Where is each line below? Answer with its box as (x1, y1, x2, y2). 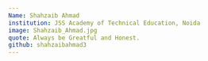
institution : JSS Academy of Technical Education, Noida (8, 19, 201, 27)
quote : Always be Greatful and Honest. (8, 33, 141, 42)
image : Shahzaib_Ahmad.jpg (8, 26, 98, 34)
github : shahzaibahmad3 (8, 41, 87, 49)
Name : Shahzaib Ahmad (8, 11, 80, 20)
